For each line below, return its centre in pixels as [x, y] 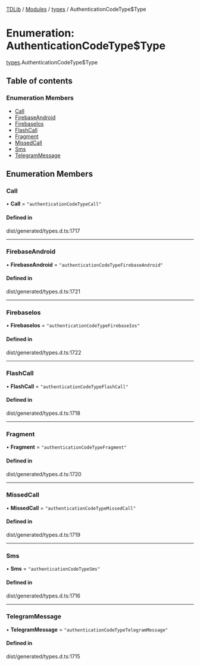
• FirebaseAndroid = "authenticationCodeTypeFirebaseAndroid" [85, 264]
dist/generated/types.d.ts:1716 [43, 596]
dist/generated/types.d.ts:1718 [43, 413]
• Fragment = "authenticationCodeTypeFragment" [66, 447]
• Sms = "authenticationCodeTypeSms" [53, 569]
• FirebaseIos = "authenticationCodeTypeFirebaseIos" [73, 326]
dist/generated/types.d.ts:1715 [43, 656]
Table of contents [39, 81]
